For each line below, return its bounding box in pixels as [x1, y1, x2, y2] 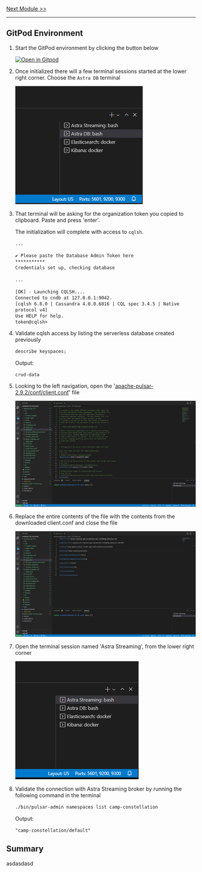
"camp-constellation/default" [14, 827, 91, 833]
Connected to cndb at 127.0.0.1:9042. [14, 295, 112, 301]
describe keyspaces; [14, 348, 67, 355]
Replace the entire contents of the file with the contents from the [14, 513, 176, 520]
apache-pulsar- [115, 382, 154, 390]
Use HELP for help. [14, 313, 64, 319]
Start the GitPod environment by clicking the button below [14, 44, 159, 51]
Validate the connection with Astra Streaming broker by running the [14, 785, 182, 792]
